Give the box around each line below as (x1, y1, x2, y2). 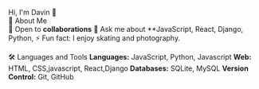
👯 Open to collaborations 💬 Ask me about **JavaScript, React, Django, (8, 25, 244, 33)
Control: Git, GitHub (8, 72, 74, 81)
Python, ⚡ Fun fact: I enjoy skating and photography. (8, 33, 181, 43)
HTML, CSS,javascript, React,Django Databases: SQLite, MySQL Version (8, 64, 249, 73)
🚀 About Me (8, 16, 48, 25)
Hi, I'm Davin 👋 (8, 8, 57, 17)
